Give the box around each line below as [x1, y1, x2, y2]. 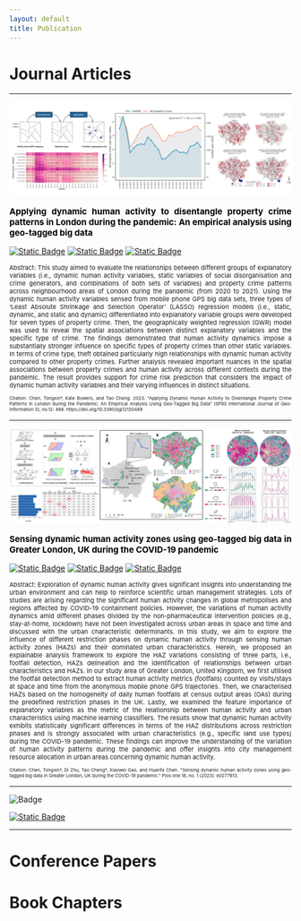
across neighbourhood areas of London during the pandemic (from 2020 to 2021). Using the [9, 287, 292, 296]
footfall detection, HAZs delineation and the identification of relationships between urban [9, 658, 292, 667]
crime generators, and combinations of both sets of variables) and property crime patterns [9, 279, 292, 288]
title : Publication [9, 23, 82, 33]
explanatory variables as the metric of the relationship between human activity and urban [9, 706, 292, 715]
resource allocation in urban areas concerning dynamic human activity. [9, 753, 216, 762]
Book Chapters [9, 892, 123, 913]
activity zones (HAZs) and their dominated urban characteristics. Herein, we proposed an [9, 643, 292, 652]
